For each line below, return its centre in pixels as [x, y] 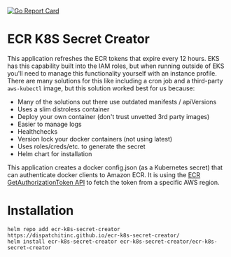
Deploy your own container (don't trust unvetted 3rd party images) [113, 116]
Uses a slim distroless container [63, 109]
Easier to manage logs [49, 124]
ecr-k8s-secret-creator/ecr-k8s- [169, 242]
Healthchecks [37, 131]
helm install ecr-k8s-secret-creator [62, 242]
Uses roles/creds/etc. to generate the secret [81, 146]
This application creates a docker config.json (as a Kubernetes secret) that [115, 167]
